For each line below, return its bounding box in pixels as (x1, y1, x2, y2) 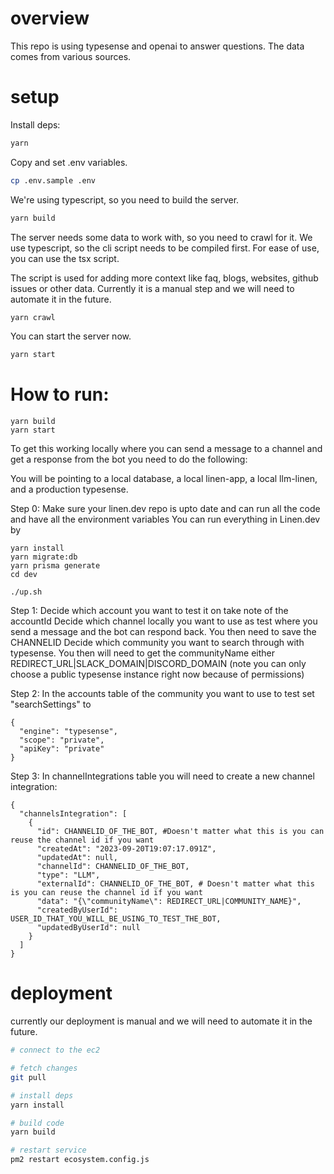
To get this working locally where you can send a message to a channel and (10, 443, 323, 455)
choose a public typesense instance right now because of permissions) (10, 668, 305, 681)
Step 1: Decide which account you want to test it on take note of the (10, 605, 289, 617)
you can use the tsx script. (10, 252, 120, 264)
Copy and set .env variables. (10, 156, 128, 168)
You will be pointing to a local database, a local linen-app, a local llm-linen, (10, 473, 318, 485)
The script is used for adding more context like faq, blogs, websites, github (10, 272, 319, 284)
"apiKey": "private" (19, 744, 105, 754)
